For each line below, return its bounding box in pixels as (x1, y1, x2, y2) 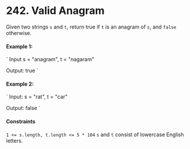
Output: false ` (6, 105, 41, 112)
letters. (6, 137, 23, 144)
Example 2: (6, 80, 34, 87)
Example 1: (6, 42, 33, 50)
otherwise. (6, 29, 32, 36)
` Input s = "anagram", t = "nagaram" (6, 56, 95, 63)
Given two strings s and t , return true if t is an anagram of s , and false (6, 23, 177, 30)
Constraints (6, 118, 36, 125)
